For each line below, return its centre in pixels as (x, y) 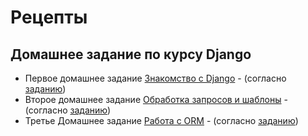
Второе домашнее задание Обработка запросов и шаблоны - (156, 99)
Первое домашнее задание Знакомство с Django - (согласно (155, 78)
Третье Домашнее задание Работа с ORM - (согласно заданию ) (161, 120)
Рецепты (49, 17)
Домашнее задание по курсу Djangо (131, 54)
